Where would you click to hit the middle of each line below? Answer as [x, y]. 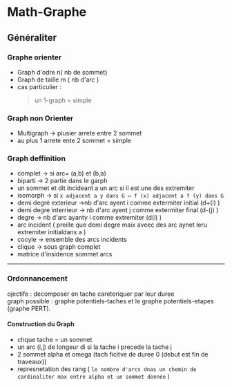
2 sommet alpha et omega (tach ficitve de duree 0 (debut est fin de [113, 354]
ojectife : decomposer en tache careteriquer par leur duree [91, 294]
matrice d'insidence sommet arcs [65, 254]
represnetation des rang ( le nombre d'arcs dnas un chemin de [107, 369]
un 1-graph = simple [63, 100]
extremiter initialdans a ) [51, 232]
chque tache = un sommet [55, 339]
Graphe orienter [35, 57]
